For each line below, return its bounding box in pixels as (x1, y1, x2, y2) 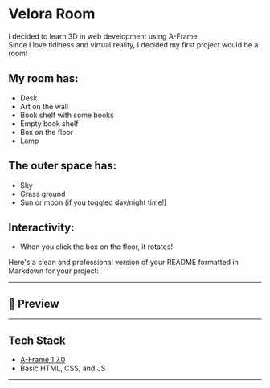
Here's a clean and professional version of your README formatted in (8, 258, 239, 268)
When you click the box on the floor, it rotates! (19, 242, 174, 251)
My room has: (8, 71, 79, 85)
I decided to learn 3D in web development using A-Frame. (8, 31, 199, 41)
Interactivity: (8, 220, 75, 234)
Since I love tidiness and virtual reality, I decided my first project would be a (8, 39, 259, 49)
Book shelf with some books (19, 110, 114, 120)
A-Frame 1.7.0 (19, 355, 66, 364)
